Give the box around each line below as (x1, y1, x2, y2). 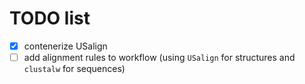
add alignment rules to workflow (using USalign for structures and (23, 52, 296, 63)
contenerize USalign (23, 40, 108, 52)
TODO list (9, 7, 91, 30)
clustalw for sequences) (23, 63, 126, 75)
